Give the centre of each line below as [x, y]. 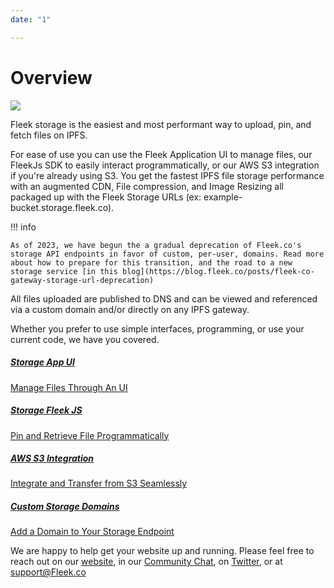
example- [223, 197]
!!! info [23, 227]
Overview [51, 77]
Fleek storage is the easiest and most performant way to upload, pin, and [161, 124]
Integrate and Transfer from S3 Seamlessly [99, 483]
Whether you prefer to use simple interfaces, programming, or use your [157, 328]
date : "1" [31, 19]
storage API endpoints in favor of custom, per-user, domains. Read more [167, 254]
